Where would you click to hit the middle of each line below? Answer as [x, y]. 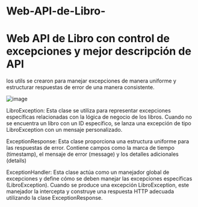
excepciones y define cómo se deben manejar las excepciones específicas [99, 179]
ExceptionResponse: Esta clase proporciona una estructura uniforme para [98, 141]
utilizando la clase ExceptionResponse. [55, 198]
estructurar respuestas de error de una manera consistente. [80, 87]
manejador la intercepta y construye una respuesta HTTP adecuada [90, 191]
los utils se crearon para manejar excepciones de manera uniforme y [91, 81]
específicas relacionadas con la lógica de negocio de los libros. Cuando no [99, 117]
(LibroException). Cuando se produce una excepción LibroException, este [98, 185]
